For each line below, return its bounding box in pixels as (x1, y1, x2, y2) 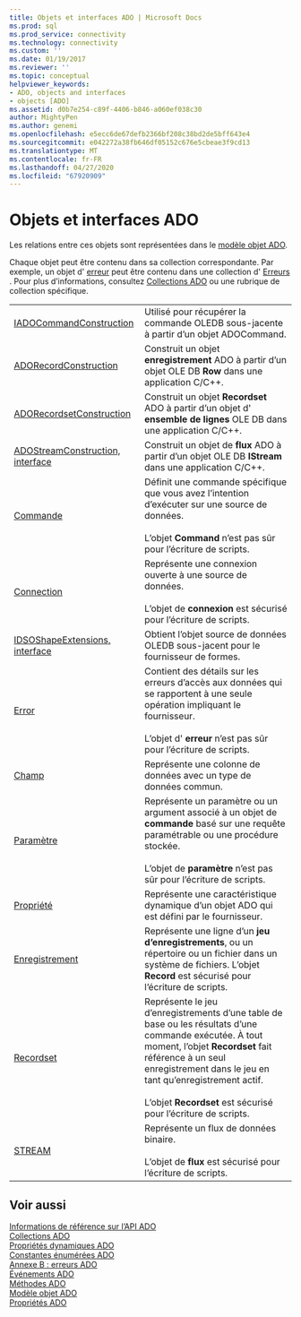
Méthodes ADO (9, 1278, 66, 1288)
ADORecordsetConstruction (13, 408, 132, 420)
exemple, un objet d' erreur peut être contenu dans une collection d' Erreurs (9, 266, 290, 278)
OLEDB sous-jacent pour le (144, 640, 261, 652)
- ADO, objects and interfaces (9, 88, 126, 97)
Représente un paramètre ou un (144, 795, 278, 807)
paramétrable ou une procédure (144, 829, 279, 841)
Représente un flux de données (144, 1122, 276, 1134)
